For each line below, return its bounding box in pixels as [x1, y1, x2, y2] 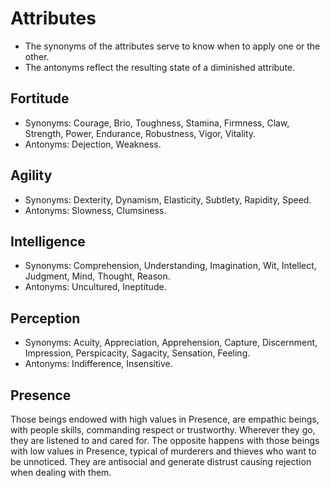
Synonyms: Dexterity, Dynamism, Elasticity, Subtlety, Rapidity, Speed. [24, 193, 312, 206]
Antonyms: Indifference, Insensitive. [24, 358, 173, 370]
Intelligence [10, 233, 86, 250]
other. [24, 50, 50, 62]
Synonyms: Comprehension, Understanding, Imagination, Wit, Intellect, [24, 260, 317, 272]
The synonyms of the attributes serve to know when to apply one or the [24, 40, 321, 52]
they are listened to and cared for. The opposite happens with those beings [10, 435, 320, 446]
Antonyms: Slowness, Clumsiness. [24, 204, 167, 216]
